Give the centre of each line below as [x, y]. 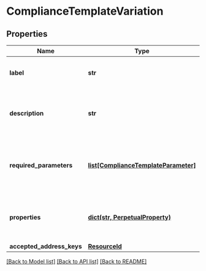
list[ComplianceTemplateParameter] [142, 165]
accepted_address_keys [46, 246]
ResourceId [105, 246]
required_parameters [41, 165]
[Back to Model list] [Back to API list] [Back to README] [77, 262]
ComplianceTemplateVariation [85, 11]
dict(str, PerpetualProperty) [130, 217]
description [27, 113]
